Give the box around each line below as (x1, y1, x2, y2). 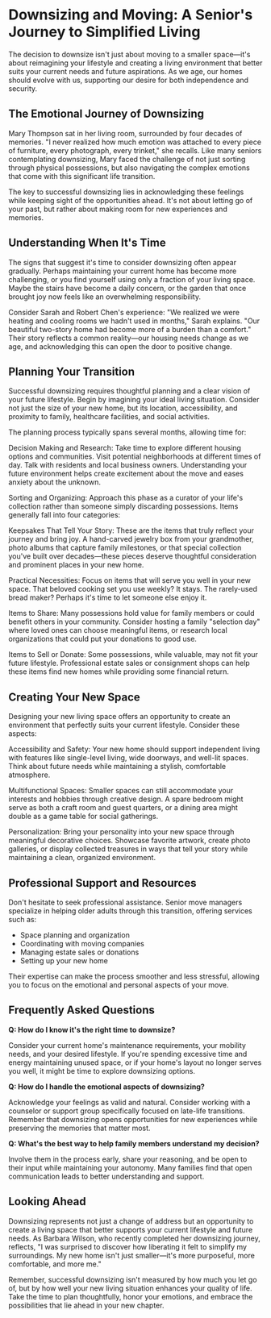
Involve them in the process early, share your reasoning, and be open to (8, 1154, 248, 1164)
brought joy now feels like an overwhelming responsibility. (8, 292, 202, 301)
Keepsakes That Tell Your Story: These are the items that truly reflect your (8, 526, 254, 535)
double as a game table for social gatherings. (8, 812, 159, 821)
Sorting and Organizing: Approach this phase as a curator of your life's (8, 493, 244, 503)
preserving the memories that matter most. (8, 1123, 151, 1133)
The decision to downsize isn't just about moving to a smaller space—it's (8, 49, 251, 59)
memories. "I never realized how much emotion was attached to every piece (8, 137, 262, 147)
